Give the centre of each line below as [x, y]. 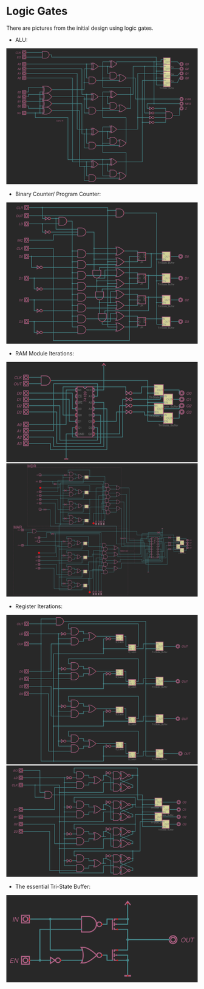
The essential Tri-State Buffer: [53, 886]
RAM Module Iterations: [45, 354]
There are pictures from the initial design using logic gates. [80, 28]
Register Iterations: [39, 606]
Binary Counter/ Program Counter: [58, 194]
